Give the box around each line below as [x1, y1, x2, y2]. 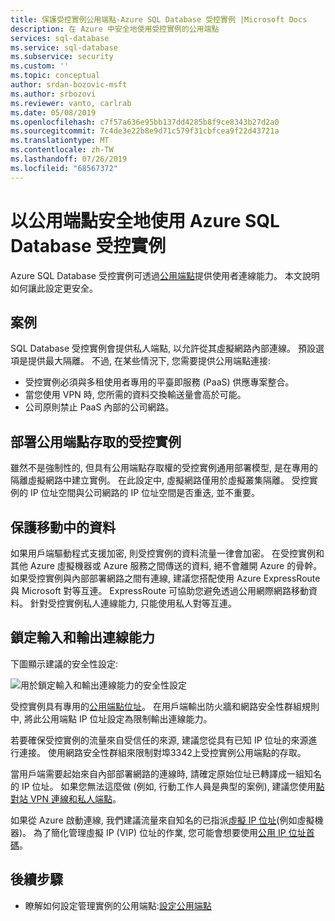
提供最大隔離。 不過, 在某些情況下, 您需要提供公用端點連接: [27, 355, 271, 367]
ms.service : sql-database [10, 42, 118, 53]
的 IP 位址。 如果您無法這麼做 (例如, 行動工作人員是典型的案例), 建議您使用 [10, 780, 317, 792]
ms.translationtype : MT [10, 136, 110, 146]
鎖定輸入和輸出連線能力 [10, 629, 155, 646]
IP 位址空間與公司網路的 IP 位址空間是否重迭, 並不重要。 [29, 487, 261, 499]
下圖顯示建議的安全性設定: [10, 657, 119, 670]
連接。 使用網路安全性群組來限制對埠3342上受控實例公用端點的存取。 [18, 746, 307, 758]
